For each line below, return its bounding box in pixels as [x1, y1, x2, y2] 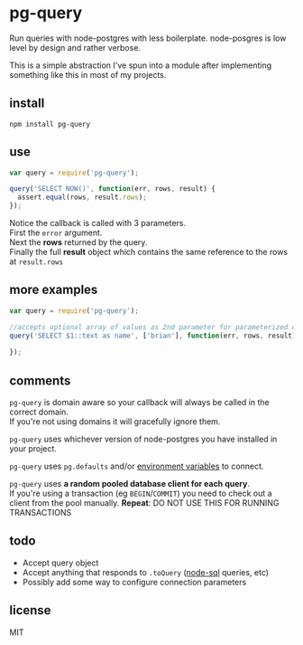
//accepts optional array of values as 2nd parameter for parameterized [9, 322, 289, 332]
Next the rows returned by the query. [9, 237, 148, 248]
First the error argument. [9, 227, 103, 238]
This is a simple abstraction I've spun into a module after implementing [9, 60, 272, 71]
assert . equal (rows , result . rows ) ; [17, 193, 147, 202]
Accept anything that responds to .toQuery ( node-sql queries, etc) [22, 566, 269, 577]
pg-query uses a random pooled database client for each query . [9, 479, 251, 489]
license [9, 602, 51, 618]
